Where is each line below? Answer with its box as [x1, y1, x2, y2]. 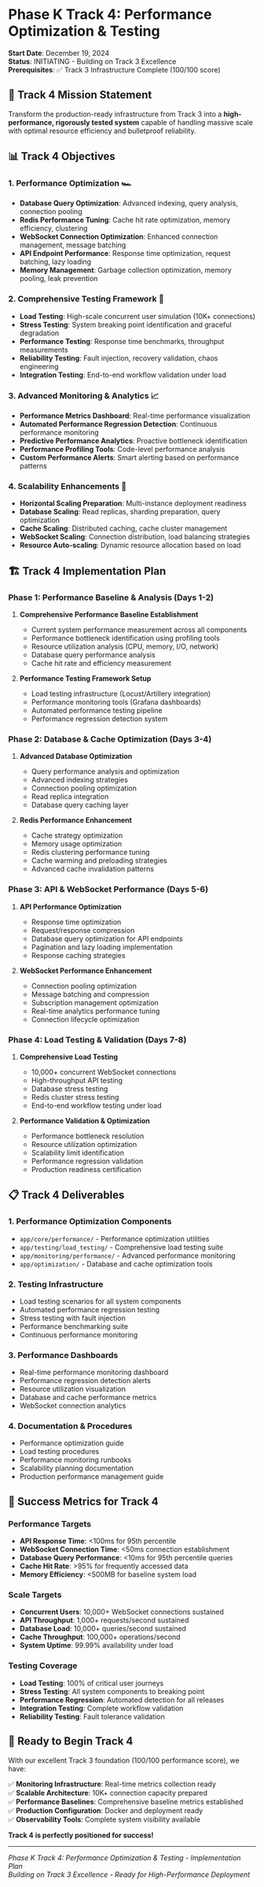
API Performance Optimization [19, 901, 122, 911]
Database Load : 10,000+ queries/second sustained [19, 1624, 187, 1634]
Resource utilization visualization [19, 1384, 126, 1394]
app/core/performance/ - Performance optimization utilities [19, 1234, 210, 1243]
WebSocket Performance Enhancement [19, 966, 152, 975]
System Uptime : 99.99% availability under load [19, 1641, 174, 1650]
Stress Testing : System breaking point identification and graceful [19, 320, 232, 329]
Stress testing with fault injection [19, 1313, 126, 1323]
